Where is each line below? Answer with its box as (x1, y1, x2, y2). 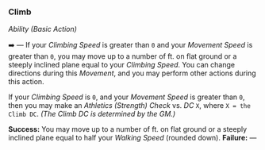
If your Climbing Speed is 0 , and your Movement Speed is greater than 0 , (8, 92, 245, 102)
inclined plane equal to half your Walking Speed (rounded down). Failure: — (8, 133, 257, 143)
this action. (8, 77, 45, 87)
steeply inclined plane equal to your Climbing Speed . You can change (8, 60, 236, 70)
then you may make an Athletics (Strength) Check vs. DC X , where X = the (8, 101, 252, 110)
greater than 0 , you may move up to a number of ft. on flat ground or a (8, 52, 237, 61)
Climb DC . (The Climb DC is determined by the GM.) (8, 110, 176, 119)
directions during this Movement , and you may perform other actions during (8, 68, 256, 78)
